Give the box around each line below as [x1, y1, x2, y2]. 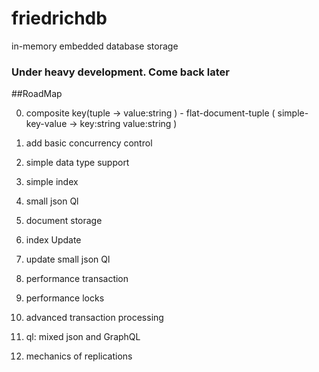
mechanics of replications [25, 350, 133, 362]
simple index [25, 176, 79, 188]
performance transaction [25, 273, 129, 285]
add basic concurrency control [25, 137, 153, 149]
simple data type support [25, 157, 130, 169]
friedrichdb [11, 7, 108, 30]
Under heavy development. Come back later [11, 65, 230, 79]
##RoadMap [11, 88, 63, 100]
